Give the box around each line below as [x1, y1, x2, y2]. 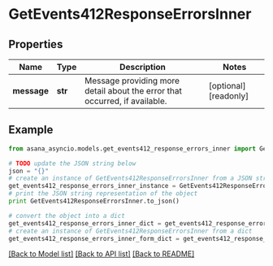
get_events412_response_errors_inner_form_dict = [8, 234, 180, 242]
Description [119, 62, 167, 72]
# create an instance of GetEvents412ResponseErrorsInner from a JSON [8, 174, 253, 183]
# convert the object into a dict [8, 211, 126, 220]
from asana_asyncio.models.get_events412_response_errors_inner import [8, 144, 256, 153]
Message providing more [84, 75, 180, 86]
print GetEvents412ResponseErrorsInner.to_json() [8, 197, 180, 206]
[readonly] [208, 90, 249, 102]
